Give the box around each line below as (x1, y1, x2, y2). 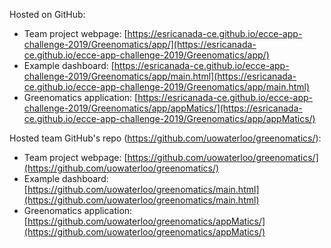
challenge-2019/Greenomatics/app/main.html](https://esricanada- (23, 70, 297, 82)
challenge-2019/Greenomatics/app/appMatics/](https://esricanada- (23, 102, 303, 114)
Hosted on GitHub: (9, 9, 86, 20)
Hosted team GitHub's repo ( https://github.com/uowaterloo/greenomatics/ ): (9, 132, 322, 144)
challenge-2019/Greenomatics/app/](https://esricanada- (23, 39, 257, 50)
